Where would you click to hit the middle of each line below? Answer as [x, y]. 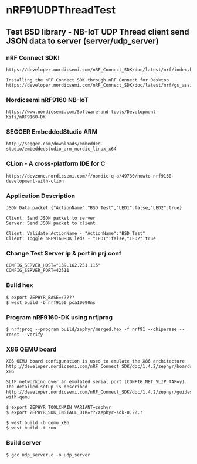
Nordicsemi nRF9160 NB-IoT [47, 100]
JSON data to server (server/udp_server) [83, 41]
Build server [24, 443]
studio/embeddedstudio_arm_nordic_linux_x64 [61, 149]
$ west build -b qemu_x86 [38, 423]
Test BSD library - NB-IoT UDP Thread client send [98, 32]
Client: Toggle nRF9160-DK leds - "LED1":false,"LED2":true [81, 239]
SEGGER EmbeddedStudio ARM [52, 132]
